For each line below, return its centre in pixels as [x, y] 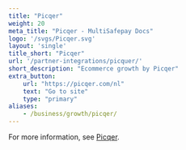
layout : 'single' [38, 46]
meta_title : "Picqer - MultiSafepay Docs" [81, 31]
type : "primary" [51, 99]
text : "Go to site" [56, 91]
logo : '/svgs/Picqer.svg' [52, 39]
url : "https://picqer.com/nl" [74, 84]
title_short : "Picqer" [46, 54]
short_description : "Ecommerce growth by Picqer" [94, 69]
